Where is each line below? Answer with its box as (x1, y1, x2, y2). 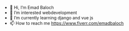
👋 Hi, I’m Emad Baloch (9, 5, 55, 10)
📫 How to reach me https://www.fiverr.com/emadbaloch (9, 20, 124, 26)
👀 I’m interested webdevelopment (9, 10, 77, 15)
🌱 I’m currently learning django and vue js (9, 15, 93, 20)
